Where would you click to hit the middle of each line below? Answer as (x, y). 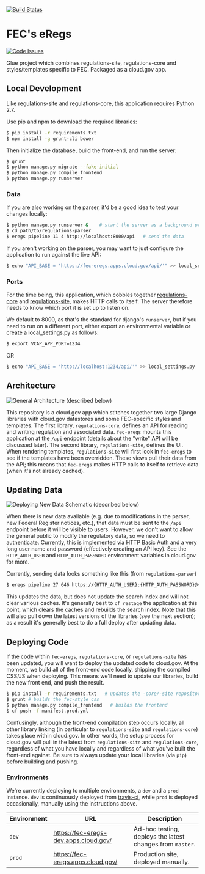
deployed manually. (162, 862)
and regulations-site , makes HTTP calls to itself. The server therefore (106, 301)
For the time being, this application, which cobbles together (81, 295)
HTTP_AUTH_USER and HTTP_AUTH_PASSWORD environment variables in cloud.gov (101, 556)
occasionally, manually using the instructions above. (72, 803)
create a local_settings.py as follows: (52, 332)
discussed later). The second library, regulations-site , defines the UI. (95, 445)
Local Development (44, 89)
